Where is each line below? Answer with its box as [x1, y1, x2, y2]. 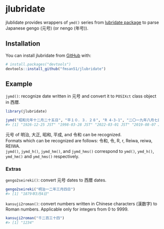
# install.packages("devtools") [5, 62, 71, 66]
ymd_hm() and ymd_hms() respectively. [5, 153, 80, 159]
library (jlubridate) [5, 109, 48, 114]
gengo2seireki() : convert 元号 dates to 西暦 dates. [5, 177, 107, 183]
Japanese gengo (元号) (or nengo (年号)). [5, 25, 89, 31]
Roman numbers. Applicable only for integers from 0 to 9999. [5, 206, 129, 212]
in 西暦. [5, 99, 20, 105]
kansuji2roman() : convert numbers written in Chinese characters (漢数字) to [5, 200, 158, 207]
